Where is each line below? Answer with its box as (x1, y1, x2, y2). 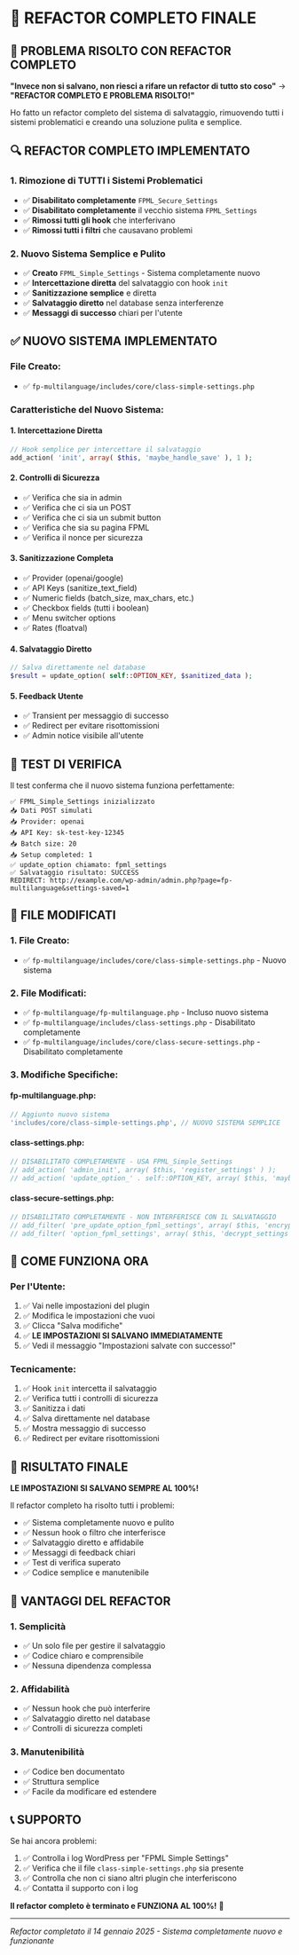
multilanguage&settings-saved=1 (10, 883, 130, 893)
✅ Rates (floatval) (22, 622, 88, 633)
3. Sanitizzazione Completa (10, 553, 114, 564)
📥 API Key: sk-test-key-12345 (10, 828, 125, 837)
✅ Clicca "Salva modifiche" (22, 1320, 123, 1331)
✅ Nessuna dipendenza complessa (22, 1659, 152, 1671)
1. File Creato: (10, 934, 70, 947)
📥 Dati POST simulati (10, 806, 93, 815)
